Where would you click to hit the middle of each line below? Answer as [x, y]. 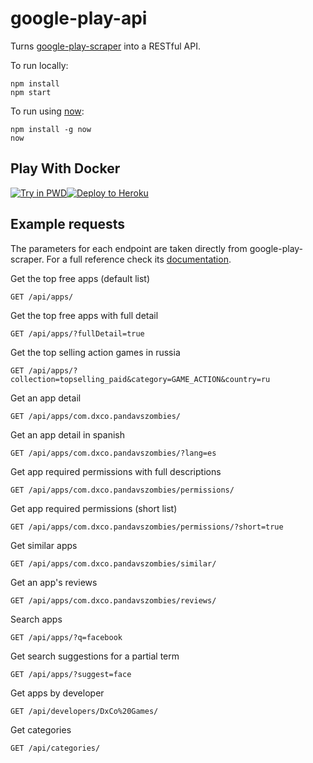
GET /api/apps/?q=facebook [66, 637]
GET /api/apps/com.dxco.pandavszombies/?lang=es [113, 453]
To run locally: [39, 65]
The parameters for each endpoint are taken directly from [129, 248]
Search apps [36, 619]
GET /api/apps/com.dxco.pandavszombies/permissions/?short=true [147, 527]
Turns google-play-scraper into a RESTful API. [105, 46]
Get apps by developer [57, 693]
